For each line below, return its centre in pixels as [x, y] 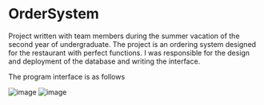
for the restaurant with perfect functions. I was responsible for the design [129, 52]
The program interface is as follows [67, 76]
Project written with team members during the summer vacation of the [124, 36]
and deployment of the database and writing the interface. [104, 61]
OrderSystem [54, 14]
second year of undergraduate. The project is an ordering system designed [132, 44]
